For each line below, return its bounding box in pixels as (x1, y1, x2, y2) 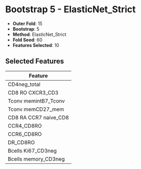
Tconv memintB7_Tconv (8, 97, 65, 104)
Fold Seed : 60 (12, 37, 43, 43)
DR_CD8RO (8, 139, 35, 146)
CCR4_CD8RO (8, 122, 42, 129)
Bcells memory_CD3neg (8, 155, 65, 162)
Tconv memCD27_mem (8, 106, 64, 113)
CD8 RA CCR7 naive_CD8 (8, 114, 69, 121)
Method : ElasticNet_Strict (12, 31, 67, 37)
